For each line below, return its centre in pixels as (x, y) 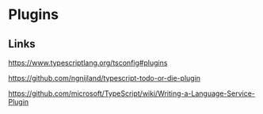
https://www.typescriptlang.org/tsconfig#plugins (88, 63)
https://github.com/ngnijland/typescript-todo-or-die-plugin (104, 78)
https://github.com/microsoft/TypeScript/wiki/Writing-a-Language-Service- (131, 93)
